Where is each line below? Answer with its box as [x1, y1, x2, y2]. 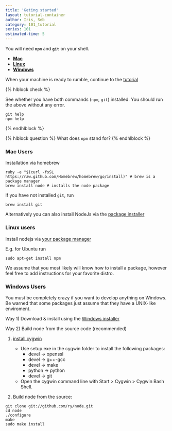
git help [5, 112, 24, 117]
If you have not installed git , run [5, 192, 74, 199]
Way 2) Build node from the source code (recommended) [5, 325, 127, 332]
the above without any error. [5, 102, 65, 108]
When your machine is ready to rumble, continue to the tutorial [5, 77, 138, 82]
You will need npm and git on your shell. [5, 46, 89, 51]
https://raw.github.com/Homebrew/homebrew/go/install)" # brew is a [5, 174, 156, 179]
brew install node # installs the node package [5, 183, 110, 188]
